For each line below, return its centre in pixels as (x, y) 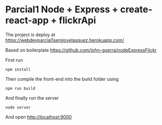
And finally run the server (32, 98)
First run (14, 60)
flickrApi (77, 20)
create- (136, 10)
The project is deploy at (30, 34)
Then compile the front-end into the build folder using (62, 79)
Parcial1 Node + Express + (62, 10)
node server (18, 107)
